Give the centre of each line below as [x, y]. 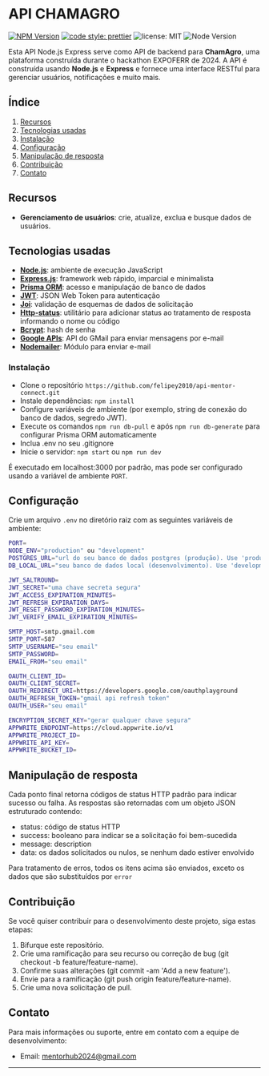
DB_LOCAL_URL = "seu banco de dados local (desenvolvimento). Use [118, 566]
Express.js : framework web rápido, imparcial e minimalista [117, 279]
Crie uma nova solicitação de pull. [76, 987]
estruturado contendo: [45, 812]
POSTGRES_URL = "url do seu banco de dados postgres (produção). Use [123, 558]
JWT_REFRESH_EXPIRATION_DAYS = [59, 602]
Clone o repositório [52, 385]
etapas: [21, 929]
